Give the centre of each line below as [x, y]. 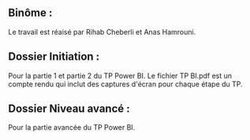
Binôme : [30, 13]
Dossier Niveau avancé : [69, 109]
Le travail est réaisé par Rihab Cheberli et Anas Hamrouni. [102, 31]
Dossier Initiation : [54, 57]
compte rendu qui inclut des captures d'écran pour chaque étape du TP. [125, 84]
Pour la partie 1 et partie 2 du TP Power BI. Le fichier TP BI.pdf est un [120, 76]
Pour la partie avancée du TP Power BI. [72, 127]
